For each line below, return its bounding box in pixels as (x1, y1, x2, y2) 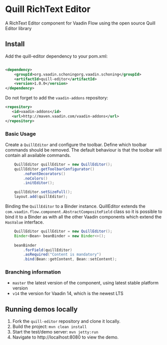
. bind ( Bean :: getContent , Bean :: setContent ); (23, 256, 117, 262)
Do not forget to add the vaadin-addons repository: (5, 95, 108, 101)
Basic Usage (5, 130, 36, 137)
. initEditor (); (23, 180, 55, 185)
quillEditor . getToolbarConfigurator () (14, 166, 95, 171)
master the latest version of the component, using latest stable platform (12, 280, 159, 286)
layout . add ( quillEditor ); (14, 194, 68, 199)
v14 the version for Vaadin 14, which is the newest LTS (12, 290, 124, 296)
